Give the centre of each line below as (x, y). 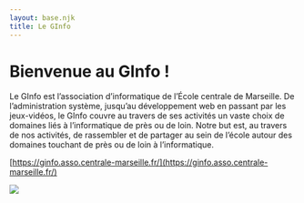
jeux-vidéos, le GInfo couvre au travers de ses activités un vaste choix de (147, 116)
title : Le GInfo (40, 26)
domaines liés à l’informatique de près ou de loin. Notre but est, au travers (148, 126)
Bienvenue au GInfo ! (90, 71)
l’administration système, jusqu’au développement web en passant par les (148, 107)
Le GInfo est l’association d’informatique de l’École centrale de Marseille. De (152, 96)
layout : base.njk (42, 18)
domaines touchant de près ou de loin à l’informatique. (112, 145)
